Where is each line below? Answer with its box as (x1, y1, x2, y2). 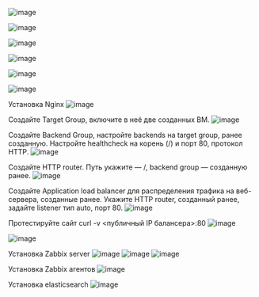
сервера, (8, 195, 40, 204)
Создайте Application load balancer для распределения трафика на (8, 186, 235, 196)
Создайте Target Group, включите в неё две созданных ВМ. (8, 115, 210, 124)
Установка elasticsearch (8, 280, 89, 289)
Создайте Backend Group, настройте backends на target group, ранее (8, 131, 243, 139)
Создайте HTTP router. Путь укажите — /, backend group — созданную (8, 162, 248, 172)
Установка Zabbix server (8, 249, 90, 258)
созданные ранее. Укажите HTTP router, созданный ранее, (40, 195, 240, 204)
